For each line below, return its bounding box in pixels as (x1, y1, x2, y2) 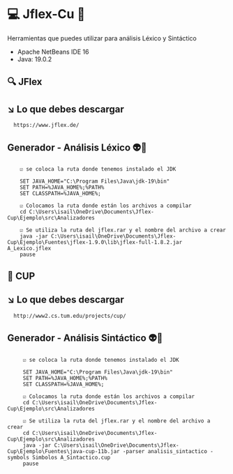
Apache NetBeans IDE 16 (17, 47, 89, 56)
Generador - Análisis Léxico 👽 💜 (7, 142, 148, 153)
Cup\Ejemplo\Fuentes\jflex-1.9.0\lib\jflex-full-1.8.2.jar (7, 239, 183, 246)
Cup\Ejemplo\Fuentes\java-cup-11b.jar (7, 448, 120, 454)
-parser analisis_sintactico (122, 448, 208, 454)
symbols (7, 454, 30, 461)
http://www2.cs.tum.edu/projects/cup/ (13, 312, 127, 319)
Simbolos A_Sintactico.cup (32, 454, 111, 461)
